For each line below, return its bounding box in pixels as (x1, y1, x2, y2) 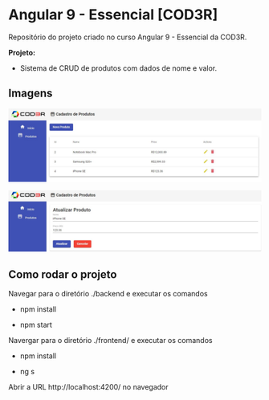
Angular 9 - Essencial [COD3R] (8, 6, 218, 24)
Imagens (8, 87, 53, 100)
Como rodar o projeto (8, 267, 117, 281)
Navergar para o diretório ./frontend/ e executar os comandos (8, 336, 213, 345)
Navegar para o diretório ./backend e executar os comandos (8, 289, 208, 299)
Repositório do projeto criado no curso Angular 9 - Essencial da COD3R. (8, 32, 247, 42)
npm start (19, 320, 52, 330)
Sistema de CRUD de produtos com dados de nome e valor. (19, 63, 218, 73)
